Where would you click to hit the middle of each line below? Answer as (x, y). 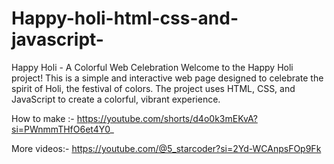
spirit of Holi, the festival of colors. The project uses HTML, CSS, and (153, 88)
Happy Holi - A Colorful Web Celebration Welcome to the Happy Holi (152, 67)
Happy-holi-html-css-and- (125, 18)
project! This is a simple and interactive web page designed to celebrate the (167, 78)
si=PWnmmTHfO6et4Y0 (61, 129)
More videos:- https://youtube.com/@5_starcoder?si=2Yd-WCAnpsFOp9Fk (166, 148)
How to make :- (43, 118)
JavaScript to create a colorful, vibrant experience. (116, 99)
